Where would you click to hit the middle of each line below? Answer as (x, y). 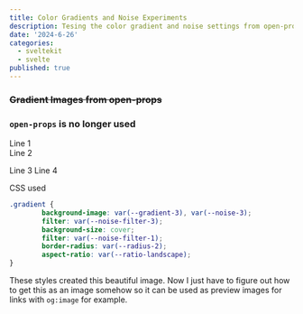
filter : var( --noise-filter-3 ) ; (103, 221)
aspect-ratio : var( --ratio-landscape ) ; (117, 255)
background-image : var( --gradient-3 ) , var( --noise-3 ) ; (147, 213)
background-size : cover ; (88, 230)
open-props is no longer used (73, 124)
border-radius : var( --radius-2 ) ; (105, 246)
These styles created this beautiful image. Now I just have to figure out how (150, 281)
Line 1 (20, 143)
